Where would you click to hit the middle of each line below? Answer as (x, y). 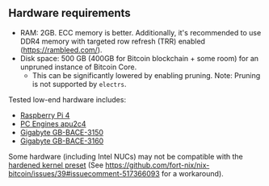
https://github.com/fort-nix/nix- (157, 165)
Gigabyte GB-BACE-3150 (61, 132)
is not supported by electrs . (79, 84)
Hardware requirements (69, 13)
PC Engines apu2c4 (53, 123)
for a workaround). (192, 173)
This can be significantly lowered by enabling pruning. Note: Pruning (146, 75)
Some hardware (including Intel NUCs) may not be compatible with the (126, 156)
